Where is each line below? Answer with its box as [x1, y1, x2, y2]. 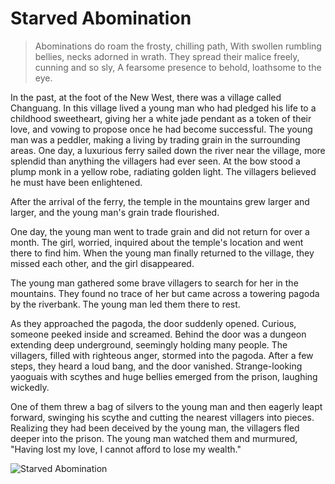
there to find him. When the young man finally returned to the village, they [10, 247, 315, 259]
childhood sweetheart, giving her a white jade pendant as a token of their [10, 112, 312, 124]
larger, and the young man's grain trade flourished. [10, 206, 220, 218]
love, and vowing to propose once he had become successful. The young [10, 123, 313, 135]
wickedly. [10, 381, 50, 393]
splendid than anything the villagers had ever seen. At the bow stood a [10, 155, 301, 167]
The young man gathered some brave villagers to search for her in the [10, 277, 299, 289]
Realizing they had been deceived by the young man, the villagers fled [10, 422, 300, 434]
